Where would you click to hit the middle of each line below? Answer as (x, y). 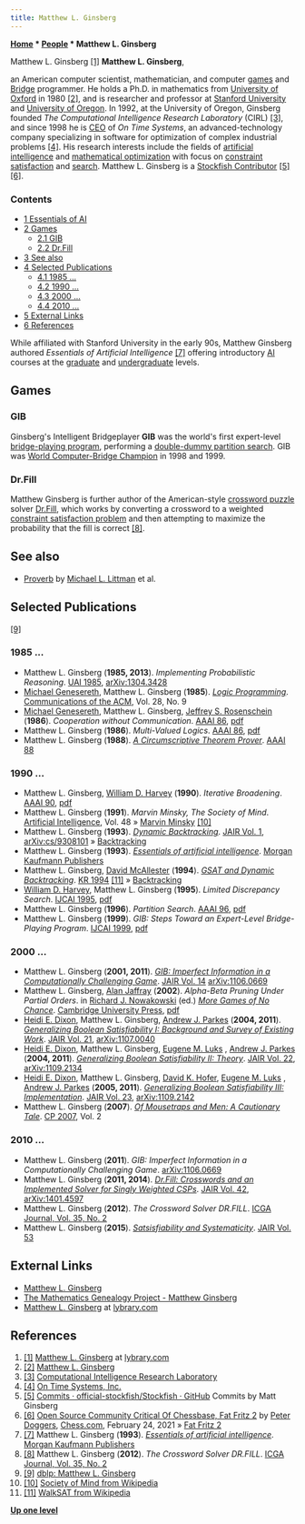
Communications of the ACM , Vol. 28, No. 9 (105, 701)
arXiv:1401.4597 (54, 1198)
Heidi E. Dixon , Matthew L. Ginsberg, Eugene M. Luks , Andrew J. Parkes (159, 1049)
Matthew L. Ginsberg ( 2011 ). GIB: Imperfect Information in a (135, 1159)
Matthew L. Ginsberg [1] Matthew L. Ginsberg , (97, 61)
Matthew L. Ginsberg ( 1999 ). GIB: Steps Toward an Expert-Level (143, 918)
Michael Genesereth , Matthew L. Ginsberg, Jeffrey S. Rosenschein (148, 711)
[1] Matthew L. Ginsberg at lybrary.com (96, 1358)
